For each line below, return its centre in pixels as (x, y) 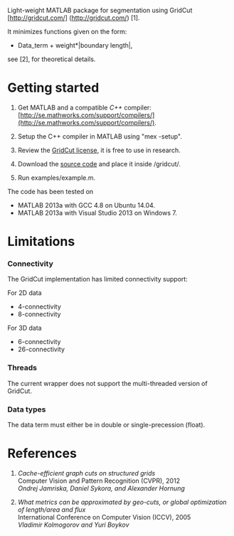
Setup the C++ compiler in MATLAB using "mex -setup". (100, 136)
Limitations (41, 242)
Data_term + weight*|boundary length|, (75, 45)
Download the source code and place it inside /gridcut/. (99, 164)
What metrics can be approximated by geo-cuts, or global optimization (122, 502)
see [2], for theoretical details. (52, 59)
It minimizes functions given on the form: (67, 32)
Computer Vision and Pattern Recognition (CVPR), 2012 (99, 481)
